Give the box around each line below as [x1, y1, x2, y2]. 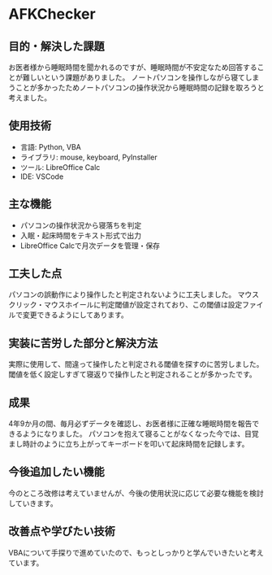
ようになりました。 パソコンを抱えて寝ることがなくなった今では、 [22, 429, 245, 439]
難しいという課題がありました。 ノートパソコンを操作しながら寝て [22, 72, 245, 82]
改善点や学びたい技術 [8, 525, 115, 538]
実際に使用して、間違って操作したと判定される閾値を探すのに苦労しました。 [8, 359, 264, 369]
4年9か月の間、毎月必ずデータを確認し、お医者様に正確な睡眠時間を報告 [8, 419, 253, 429]
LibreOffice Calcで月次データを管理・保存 [19, 241, 161, 250]
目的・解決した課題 [8, 39, 105, 53]
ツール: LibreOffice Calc [19, 162, 101, 172]
